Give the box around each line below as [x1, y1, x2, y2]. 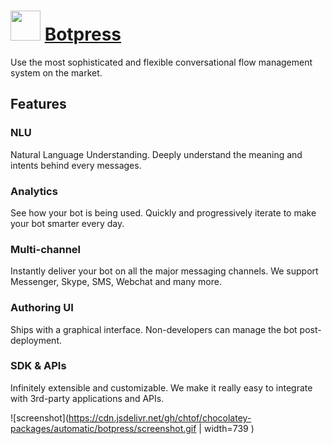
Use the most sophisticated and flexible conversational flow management [10, 56, 313, 68]
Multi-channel [10, 242, 82, 256]
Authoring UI [10, 301, 74, 315]
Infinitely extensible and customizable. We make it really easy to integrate [10, 381, 313, 394]
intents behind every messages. [10, 159, 142, 171]
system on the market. [10, 66, 103, 79]
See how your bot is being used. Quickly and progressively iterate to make [10, 206, 317, 219]
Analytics [10, 184, 58, 198]
